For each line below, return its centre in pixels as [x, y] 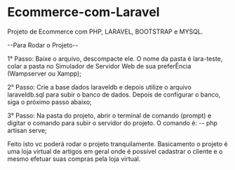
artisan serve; [27, 130]
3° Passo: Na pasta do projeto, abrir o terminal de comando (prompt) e [109, 115]
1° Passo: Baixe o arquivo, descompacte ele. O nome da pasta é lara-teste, [115, 58]
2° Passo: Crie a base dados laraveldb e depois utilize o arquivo [99, 87]
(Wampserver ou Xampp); [45, 73]
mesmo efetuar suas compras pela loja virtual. [74, 159]
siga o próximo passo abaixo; [50, 101]
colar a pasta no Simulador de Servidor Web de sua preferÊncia [99, 66]
